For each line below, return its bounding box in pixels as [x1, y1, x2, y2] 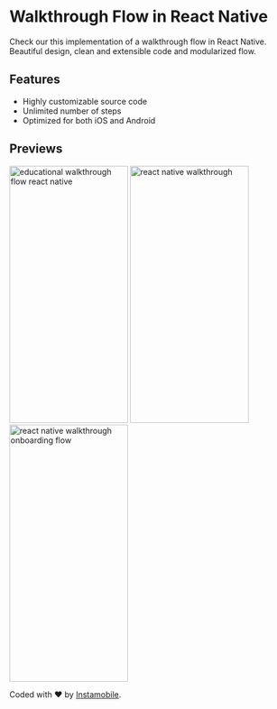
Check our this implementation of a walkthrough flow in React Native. [9, 36, 267, 47]
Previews [9, 142, 63, 157]
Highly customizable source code [22, 96, 147, 106]
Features [9, 72, 60, 87]
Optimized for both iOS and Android [22, 115, 156, 125]
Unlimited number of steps [22, 106, 122, 116]
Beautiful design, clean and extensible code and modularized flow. [9, 45, 257, 56]
